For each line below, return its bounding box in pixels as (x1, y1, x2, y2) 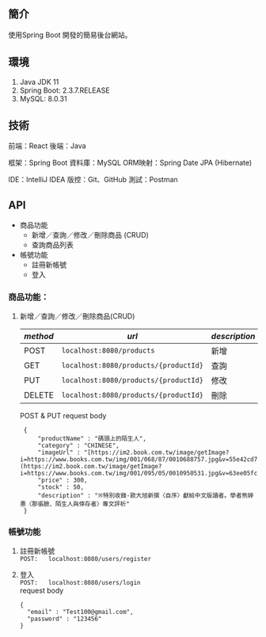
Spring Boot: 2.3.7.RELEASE (19, 86, 110, 95)
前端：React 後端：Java (8, 141, 86, 151)
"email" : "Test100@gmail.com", (27, 608, 134, 616)
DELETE (23, 389, 54, 400)
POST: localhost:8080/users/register (19, 555, 152, 563)
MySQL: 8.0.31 (19, 93, 67, 103)
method (23, 330, 54, 341)
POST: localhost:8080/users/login (19, 578, 141, 586)
